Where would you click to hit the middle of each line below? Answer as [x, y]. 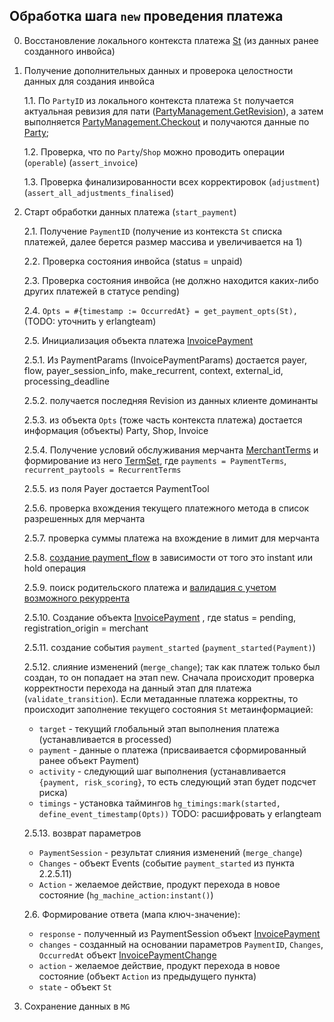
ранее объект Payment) [89, 760]
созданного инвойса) [69, 51]
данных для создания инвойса [89, 81]
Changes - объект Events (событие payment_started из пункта [166, 863]
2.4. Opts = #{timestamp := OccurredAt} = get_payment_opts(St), [160, 310]
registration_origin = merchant [86, 628]
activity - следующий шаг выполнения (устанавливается [162, 771]
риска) [53, 792]
